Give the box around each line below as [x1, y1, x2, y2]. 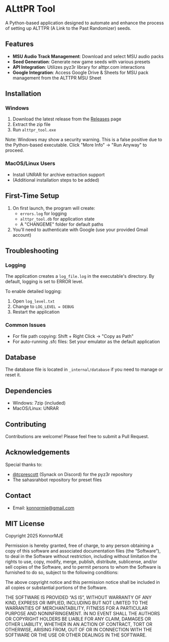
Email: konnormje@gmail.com [12, 504, 75, 511]
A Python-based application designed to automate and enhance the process [5, 20, 164, 26]
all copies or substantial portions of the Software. [5, 585, 107, 591]
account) [12, 232, 32, 238]
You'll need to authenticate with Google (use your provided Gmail [12, 226, 148, 233]
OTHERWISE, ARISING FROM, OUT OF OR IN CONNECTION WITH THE [5, 627, 152, 633]
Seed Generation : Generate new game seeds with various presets [12, 59, 150, 65]
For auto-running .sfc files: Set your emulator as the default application [12, 338, 160, 345]
